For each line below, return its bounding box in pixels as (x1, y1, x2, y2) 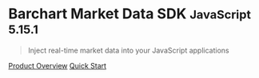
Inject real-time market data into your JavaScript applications (27, 45, 229, 55)
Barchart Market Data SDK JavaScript (8, 5, 252, 23)
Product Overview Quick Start (8, 60, 106, 70)
